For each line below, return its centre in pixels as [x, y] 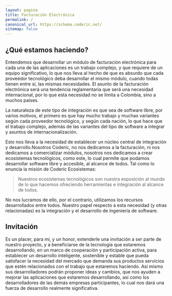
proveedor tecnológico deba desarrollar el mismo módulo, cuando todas [82, 78]
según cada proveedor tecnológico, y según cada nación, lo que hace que [84, 121]
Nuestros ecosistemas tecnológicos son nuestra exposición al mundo [91, 179]
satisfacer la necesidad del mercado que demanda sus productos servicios [85, 261]
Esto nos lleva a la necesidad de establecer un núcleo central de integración [86, 142]
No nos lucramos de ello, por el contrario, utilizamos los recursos [74, 200]
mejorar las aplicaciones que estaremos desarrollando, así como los [77, 277]
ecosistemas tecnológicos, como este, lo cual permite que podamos [78, 158]
